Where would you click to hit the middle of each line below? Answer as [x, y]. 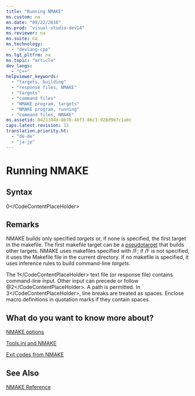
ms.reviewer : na [26, 33]
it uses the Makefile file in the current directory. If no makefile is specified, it [97, 257]
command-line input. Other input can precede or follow [72, 281]
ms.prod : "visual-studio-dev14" [45, 28]
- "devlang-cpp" [31, 50]
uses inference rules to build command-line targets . [68, 263]
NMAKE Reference [29, 387]
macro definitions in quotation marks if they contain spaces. [78, 300]
